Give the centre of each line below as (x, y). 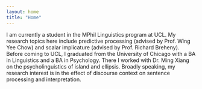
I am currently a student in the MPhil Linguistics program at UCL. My (91, 34)
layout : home (23, 12)
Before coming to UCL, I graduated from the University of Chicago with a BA (101, 54)
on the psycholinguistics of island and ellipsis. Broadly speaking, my (91, 66)
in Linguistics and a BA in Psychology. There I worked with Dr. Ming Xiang (98, 60)
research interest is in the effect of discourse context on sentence (88, 73)
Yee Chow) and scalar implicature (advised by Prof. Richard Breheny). (93, 47)
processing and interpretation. (44, 79)
